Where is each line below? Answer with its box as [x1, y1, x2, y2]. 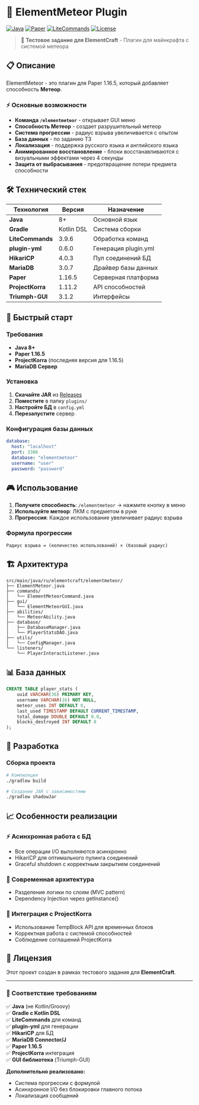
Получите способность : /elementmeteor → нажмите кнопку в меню [14, 502, 185, 509]
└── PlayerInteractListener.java [17, 650, 99, 657]
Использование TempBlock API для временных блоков [14, 923, 153, 930]
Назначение [107, 205, 145, 213]
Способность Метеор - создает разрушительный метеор [14, 123, 162, 130]
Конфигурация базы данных [6, 424, 94, 433]
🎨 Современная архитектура [6, 875, 95, 883]
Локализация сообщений [14, 1092, 79, 1099]
